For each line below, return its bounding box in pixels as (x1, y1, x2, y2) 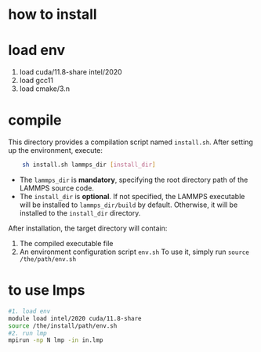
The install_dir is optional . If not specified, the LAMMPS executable (19, 191, 245, 201)
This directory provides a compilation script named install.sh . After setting (8, 137, 253, 147)
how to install (8, 5, 97, 24)
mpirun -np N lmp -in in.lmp (8, 336, 103, 344)
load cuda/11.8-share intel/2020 (19, 67, 123, 77)
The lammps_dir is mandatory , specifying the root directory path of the (19, 175, 248, 184)
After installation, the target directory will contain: (8, 223, 168, 233)
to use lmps (8, 281, 85, 299)
